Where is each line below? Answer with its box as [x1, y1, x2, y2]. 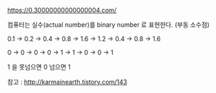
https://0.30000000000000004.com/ [7, 6, 117, 14]
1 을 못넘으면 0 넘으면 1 [7, 63, 71, 71]
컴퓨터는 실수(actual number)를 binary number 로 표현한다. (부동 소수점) [7, 20, 210, 29]
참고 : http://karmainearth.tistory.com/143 [7, 77, 128, 86]
